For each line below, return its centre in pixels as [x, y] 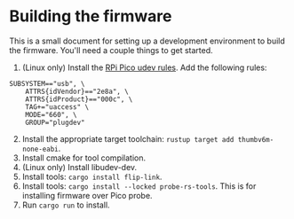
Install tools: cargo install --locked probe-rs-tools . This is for [139, 186]
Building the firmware [91, 16]
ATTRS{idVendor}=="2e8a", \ [77, 91]
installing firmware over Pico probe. [87, 195]
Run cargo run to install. [66, 205]
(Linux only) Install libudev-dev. [79, 167]
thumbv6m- [256, 139]
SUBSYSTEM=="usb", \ [48, 83]
